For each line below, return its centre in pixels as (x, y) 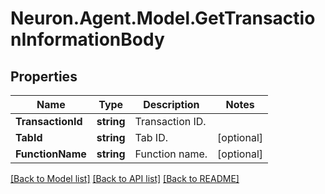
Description (171, 104)
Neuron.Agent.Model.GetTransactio (163, 18)
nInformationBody (87, 39)
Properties (44, 76)
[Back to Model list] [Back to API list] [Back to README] (125, 178)
